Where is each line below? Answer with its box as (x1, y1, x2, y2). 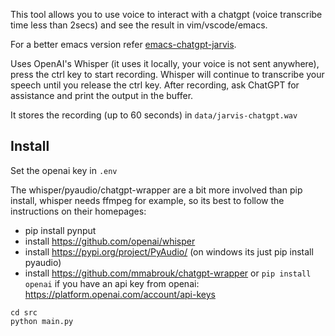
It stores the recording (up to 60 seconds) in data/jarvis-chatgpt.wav (10, 109, 298, 121)
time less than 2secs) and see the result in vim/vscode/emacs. (10, 19, 268, 31)
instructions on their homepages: (10, 205, 147, 217)
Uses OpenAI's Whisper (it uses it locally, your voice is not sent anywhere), (10, 58, 320, 69)
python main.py (10, 316, 74, 326)
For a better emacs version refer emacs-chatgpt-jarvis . (10, 39, 237, 50)
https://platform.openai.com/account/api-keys (24, 288, 216, 300)
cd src (10, 307, 38, 318)
